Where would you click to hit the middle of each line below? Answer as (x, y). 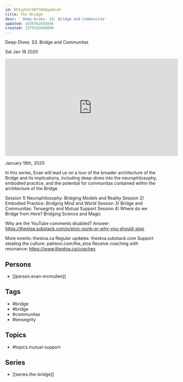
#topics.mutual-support (36, 347)
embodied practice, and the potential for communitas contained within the (80, 183)
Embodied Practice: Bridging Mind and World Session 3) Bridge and (74, 203)
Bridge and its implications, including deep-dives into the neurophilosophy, (81, 178)
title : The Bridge (24, 14)
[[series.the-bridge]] (33, 375)
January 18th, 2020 (25, 163)
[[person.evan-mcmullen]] (39, 276)
